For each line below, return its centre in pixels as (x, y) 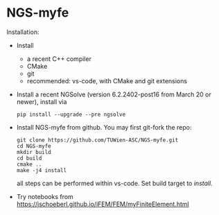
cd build (29, 158)
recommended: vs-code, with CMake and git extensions (107, 80)
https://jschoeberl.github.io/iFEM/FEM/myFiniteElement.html (103, 204)
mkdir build (34, 152)
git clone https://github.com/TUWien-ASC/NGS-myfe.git (97, 140)
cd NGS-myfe (34, 146)
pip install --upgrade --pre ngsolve (71, 114)
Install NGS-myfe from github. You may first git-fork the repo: (104, 127)
